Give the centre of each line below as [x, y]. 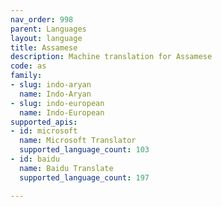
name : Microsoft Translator [78, 141]
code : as [28, 66]
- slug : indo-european [57, 103]
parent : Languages [48, 29]
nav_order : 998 [42, 19]
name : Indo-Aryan [55, 94]
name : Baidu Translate [66, 168]
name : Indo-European [62, 112]
